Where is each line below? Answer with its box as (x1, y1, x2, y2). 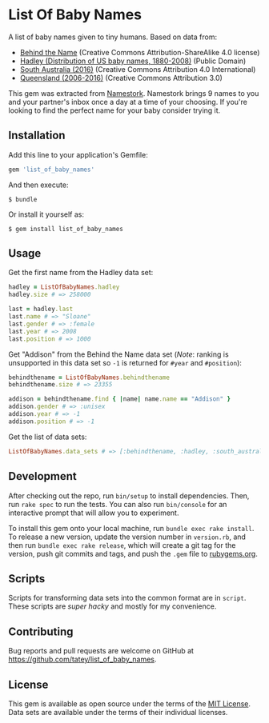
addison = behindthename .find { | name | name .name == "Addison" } (8, 395, 231, 403)
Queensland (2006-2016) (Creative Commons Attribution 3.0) (19, 73, 223, 82)
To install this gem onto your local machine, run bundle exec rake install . (8, 523, 255, 533)
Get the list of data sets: (8, 432, 87, 441)
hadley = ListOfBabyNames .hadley (8, 283, 120, 291)
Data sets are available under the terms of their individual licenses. (8, 707, 228, 717)
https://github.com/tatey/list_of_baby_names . (8, 654, 157, 665)
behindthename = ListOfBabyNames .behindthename (8, 373, 171, 381)
